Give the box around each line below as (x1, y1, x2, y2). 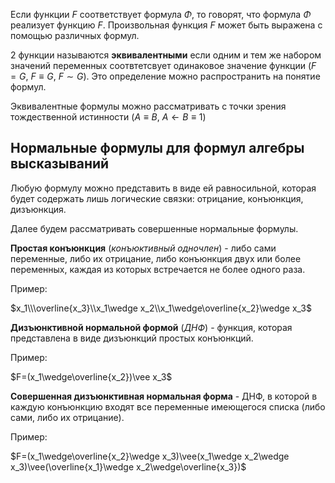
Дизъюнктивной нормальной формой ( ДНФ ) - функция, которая (10, 321, 293, 333)
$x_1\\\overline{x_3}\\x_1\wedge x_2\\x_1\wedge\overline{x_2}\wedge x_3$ (10, 302, 312, 314)
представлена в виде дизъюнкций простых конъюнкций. (10, 332, 254, 344)
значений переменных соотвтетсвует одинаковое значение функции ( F (10, 60, 317, 71)
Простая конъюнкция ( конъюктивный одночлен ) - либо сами (10, 242, 277, 254)
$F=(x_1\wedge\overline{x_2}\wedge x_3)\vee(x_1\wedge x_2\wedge (10, 450, 290, 462)
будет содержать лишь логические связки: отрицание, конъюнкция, (10, 192, 304, 204)
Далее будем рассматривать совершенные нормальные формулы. (10, 222, 299, 234)
